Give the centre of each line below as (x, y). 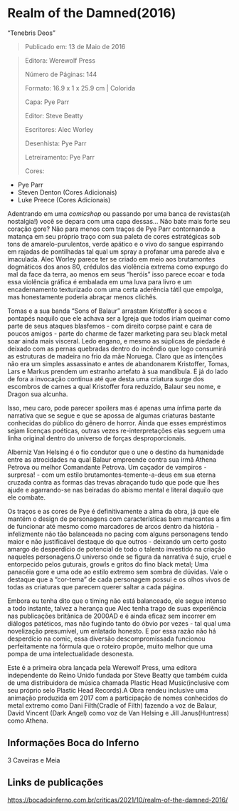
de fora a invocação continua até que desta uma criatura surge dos (106, 378)
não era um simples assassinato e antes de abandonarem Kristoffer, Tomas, (118, 363)
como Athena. (28, 720)
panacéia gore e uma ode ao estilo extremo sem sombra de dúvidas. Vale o (118, 572)
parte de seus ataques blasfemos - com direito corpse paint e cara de (110, 326)
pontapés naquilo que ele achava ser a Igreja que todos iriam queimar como (119, 318)
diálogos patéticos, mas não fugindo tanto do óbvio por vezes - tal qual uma (119, 623)
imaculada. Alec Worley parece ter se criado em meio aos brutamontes (111, 259)
